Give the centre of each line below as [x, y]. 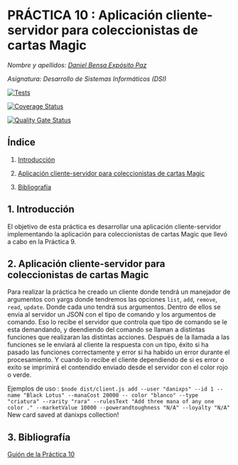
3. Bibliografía [39, 437]
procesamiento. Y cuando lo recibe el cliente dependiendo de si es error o [116, 360]
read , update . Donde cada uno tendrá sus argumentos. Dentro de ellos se [114, 307]
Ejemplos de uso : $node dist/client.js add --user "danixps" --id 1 [111, 389]
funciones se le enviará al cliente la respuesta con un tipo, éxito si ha [108, 345]
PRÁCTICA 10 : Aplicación [85, 15]
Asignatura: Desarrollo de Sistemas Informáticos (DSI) [87, 79]
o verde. [20, 375]
